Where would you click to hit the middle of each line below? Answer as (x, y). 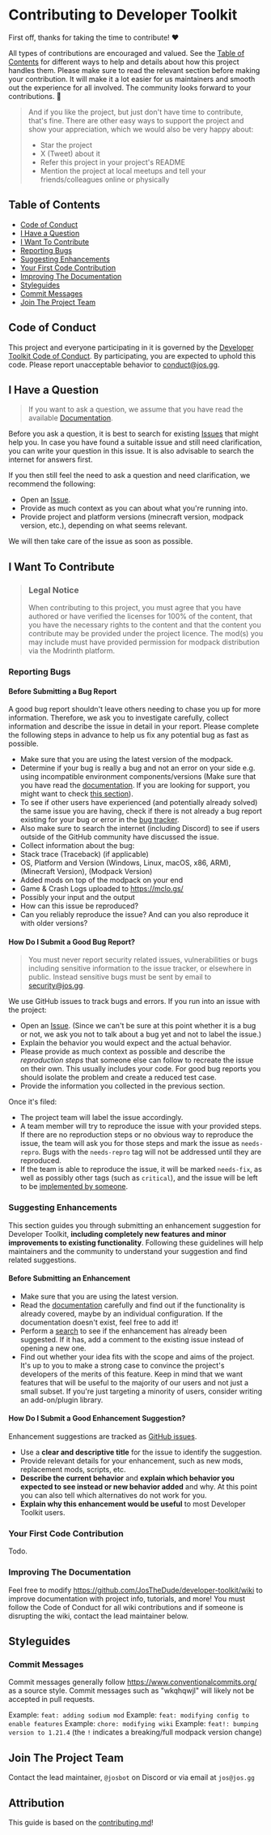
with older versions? (54, 924)
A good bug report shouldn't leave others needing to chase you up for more (135, 709)
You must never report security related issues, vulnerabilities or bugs (143, 960)
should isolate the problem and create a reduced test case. (118, 1078)
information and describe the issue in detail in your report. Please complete (133, 726)
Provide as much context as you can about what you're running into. (134, 508)
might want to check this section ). (76, 794)
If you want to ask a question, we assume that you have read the (135, 409)
